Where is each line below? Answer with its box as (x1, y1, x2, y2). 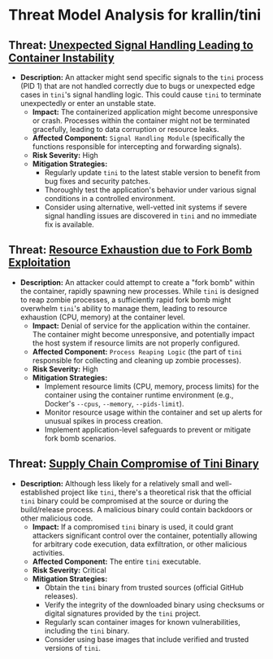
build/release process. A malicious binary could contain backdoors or (19, 504, 253, 514)
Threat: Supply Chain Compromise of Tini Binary (8, 457, 259, 471)
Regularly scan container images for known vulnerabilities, (44, 617, 241, 626)
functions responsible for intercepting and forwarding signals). (32, 142, 242, 152)
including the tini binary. (44, 626, 130, 635)
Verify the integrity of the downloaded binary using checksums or (44, 600, 265, 609)
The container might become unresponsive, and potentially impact (32, 329, 255, 339)
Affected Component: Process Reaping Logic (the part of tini (32, 346, 242, 356)
